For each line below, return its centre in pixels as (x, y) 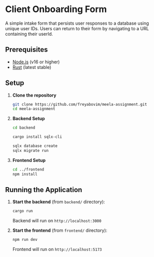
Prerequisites (26, 50)
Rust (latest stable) (32, 67)
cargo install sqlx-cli (37, 137)
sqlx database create (35, 146)
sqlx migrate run (30, 150)
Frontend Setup (29, 160)
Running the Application (44, 190)
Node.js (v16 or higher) (36, 62)
